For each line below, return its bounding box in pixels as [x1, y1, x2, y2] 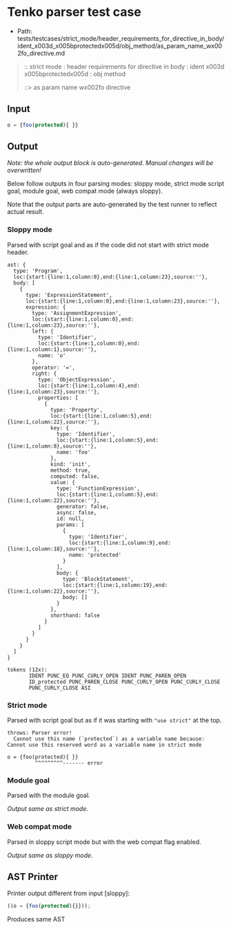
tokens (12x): [7, 666, 48, 673]
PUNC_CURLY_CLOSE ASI [28, 684, 91, 691]
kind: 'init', [50, 461, 91, 468]
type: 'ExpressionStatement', [25, 291, 112, 298]
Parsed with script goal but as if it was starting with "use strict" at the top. [7, 716, 222, 725]
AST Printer [7, 871, 59, 883]
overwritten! [7, 166, 41, 175]
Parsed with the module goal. [7, 792, 91, 800]
